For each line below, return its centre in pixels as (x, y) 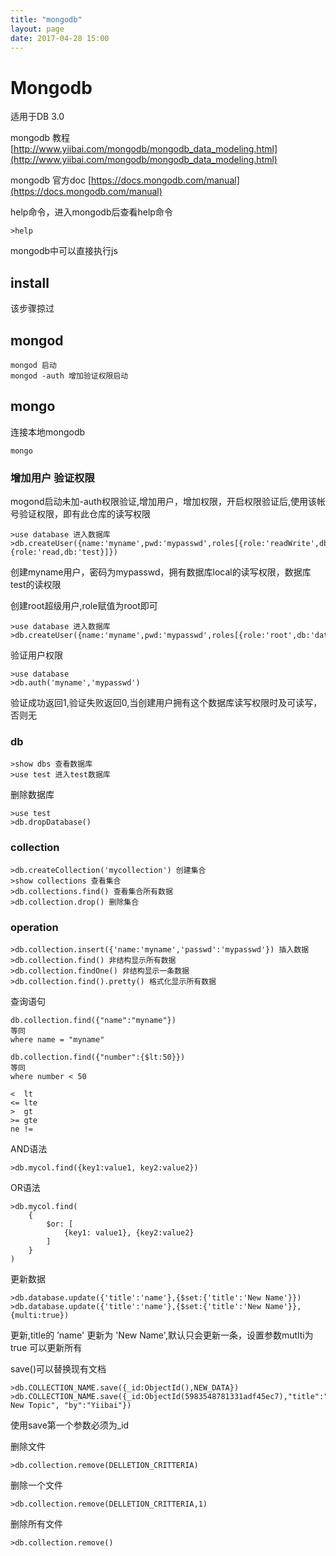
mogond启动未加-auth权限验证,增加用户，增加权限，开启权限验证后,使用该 (163, 502)
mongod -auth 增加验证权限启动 (69, 376)
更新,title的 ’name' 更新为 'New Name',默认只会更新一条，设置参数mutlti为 (162, 1335)
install (30, 282)
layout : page (37, 29)
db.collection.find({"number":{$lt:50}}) (98, 1057)
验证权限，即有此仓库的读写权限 (84, 514)
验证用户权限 (36, 655)
